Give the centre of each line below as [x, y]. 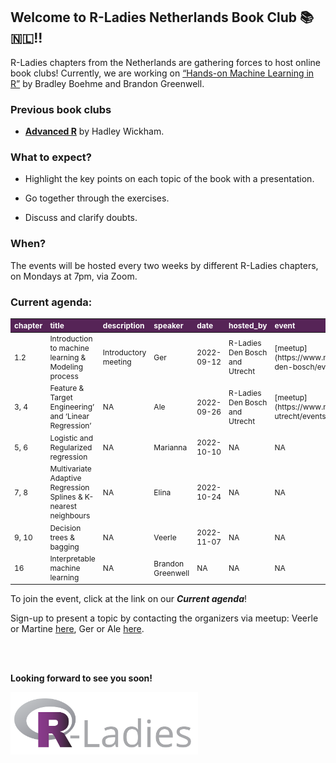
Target [61, 397]
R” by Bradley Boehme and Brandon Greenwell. [107, 83]
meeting [117, 362]
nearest [63, 506]
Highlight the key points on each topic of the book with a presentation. [169, 179]
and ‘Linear [69, 416]
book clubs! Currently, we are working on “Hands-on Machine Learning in [162, 73]
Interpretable [72, 559]
